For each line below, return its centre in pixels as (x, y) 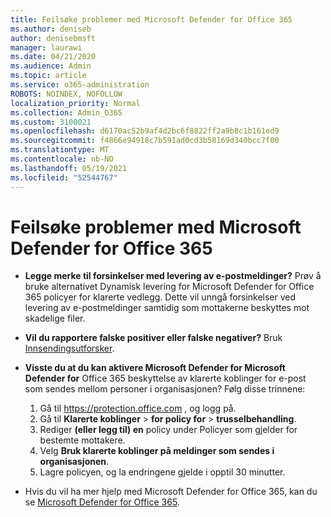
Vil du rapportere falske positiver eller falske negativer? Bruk (153, 338)
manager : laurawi (46, 47)
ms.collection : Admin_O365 (66, 112)
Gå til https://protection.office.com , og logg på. (138, 408)
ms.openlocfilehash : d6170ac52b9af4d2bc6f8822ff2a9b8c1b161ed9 (145, 131)
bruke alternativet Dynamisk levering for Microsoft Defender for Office (169, 287)
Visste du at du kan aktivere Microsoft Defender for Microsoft (155, 368)
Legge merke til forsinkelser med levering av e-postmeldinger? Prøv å (173, 276)
